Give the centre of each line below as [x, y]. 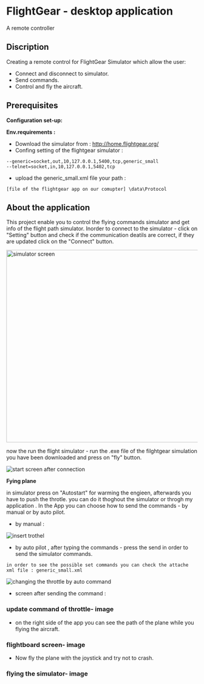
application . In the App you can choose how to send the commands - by [97, 506]
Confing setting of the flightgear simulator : [69, 150]
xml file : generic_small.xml [45, 570]
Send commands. [37, 80]
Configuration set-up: [34, 120]
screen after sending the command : [60, 593]
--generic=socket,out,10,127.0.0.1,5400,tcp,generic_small [83, 161]
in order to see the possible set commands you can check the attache [97, 565]
